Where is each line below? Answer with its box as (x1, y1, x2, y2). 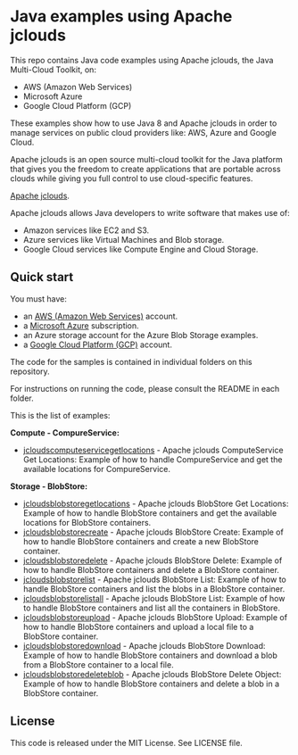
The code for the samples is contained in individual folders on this (10, 356, 252, 367)
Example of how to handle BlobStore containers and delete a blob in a (22, 678, 280, 689)
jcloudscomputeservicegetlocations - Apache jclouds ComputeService (22, 444, 284, 455)
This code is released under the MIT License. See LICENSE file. (10, 737, 244, 748)
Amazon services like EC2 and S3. (22, 225, 150, 236)
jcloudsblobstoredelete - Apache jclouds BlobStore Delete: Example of (22, 555, 283, 566)
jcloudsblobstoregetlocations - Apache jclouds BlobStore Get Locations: (22, 498, 289, 509)
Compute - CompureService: (10, 427, 120, 438)
